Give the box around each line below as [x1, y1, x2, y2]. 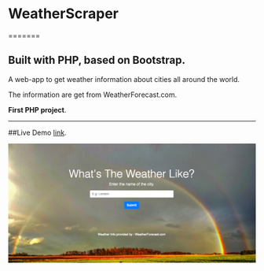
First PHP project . [8, 105, 67, 114]
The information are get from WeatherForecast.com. [8, 90, 178, 99]
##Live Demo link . [8, 128, 67, 137]
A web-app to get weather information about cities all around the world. [8, 74, 240, 84]
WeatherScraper [8, 5, 119, 23]
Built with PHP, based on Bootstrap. [8, 54, 186, 67]
